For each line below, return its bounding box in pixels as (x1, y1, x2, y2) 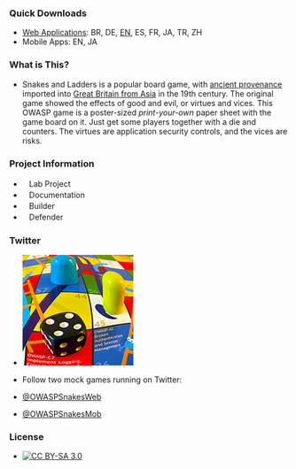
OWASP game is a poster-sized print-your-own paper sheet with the (21, 107, 272, 118)
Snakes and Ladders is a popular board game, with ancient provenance (21, 79, 283, 89)
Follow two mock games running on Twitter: (21, 374, 183, 385)
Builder (28, 200, 56, 211)
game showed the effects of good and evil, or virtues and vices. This (21, 97, 273, 108)
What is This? (9, 58, 69, 71)
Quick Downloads (9, 7, 87, 19)
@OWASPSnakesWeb (21, 392, 102, 403)
